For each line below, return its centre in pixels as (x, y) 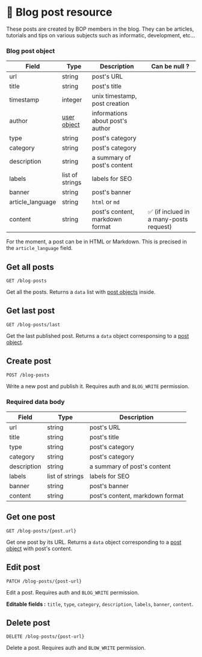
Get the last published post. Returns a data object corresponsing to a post (98, 335)
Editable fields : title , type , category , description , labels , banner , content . (100, 604)
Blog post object (31, 50)
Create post (29, 361)
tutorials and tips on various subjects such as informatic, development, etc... (101, 35)
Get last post (31, 311)
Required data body (35, 402)
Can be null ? (170, 67)
